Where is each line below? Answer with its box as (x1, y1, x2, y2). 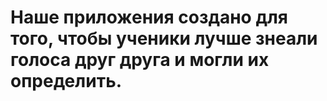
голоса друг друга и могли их (10, 49, 270, 71)
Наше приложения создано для (10, 6, 288, 29)
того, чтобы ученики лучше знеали (10, 27, 318, 50)
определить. (10, 70, 122, 93)
